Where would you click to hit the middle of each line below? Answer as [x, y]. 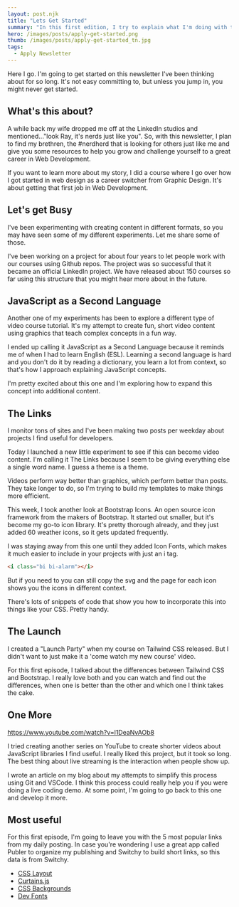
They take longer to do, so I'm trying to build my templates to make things [115, 489]
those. [17, 242]
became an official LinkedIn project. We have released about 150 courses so [119, 271]
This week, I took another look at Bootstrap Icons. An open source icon [111, 510]
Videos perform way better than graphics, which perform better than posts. [118, 481]
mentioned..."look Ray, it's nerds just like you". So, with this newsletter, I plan [119, 136]
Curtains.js [33, 881]
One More [30, 715]
